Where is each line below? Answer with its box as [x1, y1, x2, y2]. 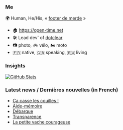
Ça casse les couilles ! [12, 97, 59, 103]
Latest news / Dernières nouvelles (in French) [5, 86, 118, 93]
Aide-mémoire [12, 103, 43, 109]
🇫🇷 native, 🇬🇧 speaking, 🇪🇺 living [12, 49, 87, 56]
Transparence [12, 113, 42, 119]
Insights [5, 62, 26, 69]
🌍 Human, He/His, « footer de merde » [5, 15, 86, 21]
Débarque [12, 108, 34, 114]
